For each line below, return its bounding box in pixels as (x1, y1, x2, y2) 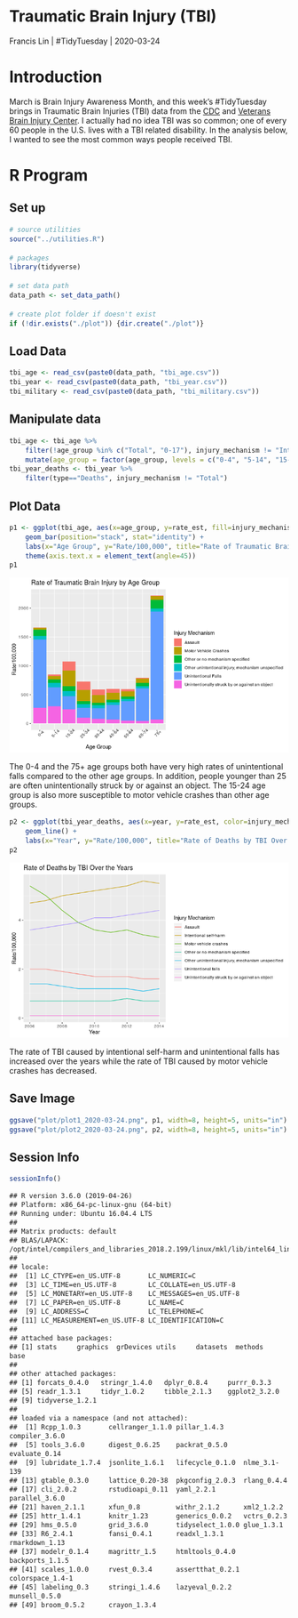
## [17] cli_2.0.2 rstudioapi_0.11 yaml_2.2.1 (9, 1485, 216, 1494)
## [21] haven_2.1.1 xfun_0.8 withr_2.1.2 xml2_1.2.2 (9, 1503, 284, 1512)
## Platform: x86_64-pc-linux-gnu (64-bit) (9, 1201, 173, 1210)
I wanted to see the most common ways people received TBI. (9, 133, 233, 144)
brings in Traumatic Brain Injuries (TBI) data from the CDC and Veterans (9, 105, 271, 117)
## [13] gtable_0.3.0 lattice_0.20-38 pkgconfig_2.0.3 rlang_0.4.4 (9, 1477, 288, 1485)
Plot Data (9, 498, 61, 513)
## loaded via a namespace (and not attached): (9, 1414, 189, 1423)
